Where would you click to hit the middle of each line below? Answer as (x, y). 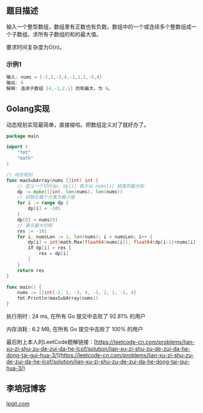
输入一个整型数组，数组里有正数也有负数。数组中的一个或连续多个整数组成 (99, 27)
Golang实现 (28, 109)
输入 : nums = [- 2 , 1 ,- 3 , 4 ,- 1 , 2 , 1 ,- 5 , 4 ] (54, 78)
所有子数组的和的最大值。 (69, 34)
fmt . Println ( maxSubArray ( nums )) (58, 299)
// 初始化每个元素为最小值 (46, 197)
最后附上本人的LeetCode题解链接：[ (51, 342)
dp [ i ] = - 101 (44, 209)
